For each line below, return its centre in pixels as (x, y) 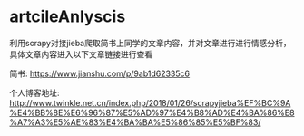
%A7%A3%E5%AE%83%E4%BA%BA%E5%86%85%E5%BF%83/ (135, 122)
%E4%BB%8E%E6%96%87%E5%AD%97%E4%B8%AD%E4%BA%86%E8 (152, 112)
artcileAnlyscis (68, 17)
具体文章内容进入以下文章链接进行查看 (81, 54)
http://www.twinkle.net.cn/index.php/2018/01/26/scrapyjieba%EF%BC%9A (150, 102)
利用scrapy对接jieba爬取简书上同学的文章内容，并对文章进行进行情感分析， (151, 43)
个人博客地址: (35, 92)
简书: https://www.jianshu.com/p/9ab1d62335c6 (100, 73)
